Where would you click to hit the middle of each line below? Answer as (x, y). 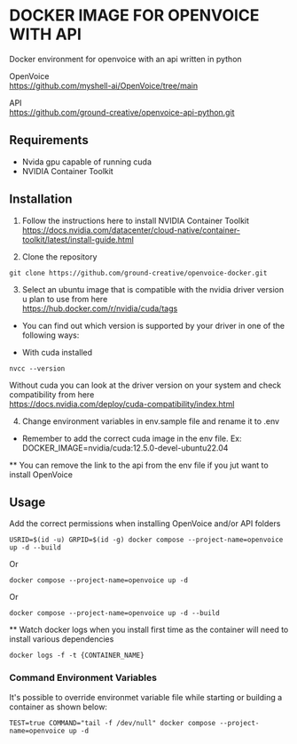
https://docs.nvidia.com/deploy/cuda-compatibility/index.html (122, 404)
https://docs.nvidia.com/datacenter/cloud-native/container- (131, 230)
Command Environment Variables (83, 678)
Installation (41, 200)
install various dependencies (62, 639)
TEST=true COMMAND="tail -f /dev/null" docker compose (113, 723)
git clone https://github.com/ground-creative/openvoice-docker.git (138, 273)
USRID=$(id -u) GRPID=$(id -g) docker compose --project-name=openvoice (146, 540)
